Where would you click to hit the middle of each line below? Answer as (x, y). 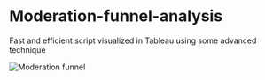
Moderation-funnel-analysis (116, 16)
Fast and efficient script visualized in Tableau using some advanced (133, 40)
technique (27, 49)
